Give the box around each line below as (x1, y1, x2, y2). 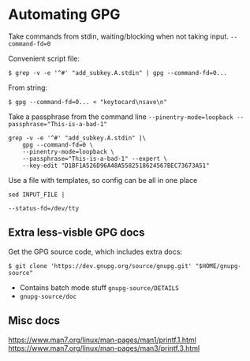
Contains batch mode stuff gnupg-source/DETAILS (19, 282, 179, 292)
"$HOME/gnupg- (195, 262, 242, 270)
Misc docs (8, 314, 61, 328)
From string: (8, 83, 48, 92)
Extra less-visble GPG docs (8, 226, 145, 240)
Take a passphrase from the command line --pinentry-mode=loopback (8, 112, 234, 121)
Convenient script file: (8, 54, 80, 63)
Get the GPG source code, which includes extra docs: (8, 247, 183, 256)
